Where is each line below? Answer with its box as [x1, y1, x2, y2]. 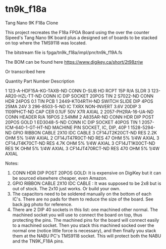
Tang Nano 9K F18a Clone [5, 20, 58, 26]
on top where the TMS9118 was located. [5, 40, 87, 45]
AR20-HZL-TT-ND [5, 93, 42, 99]
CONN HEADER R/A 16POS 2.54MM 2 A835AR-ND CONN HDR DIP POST [5, 114, 155, 120]
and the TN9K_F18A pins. [12, 238, 64, 244]
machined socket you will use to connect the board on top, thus [12, 211, 143, 218]
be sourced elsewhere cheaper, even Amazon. [12, 175, 108, 181]
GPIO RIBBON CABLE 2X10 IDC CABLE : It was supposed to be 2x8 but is [12, 180, 162, 186]
